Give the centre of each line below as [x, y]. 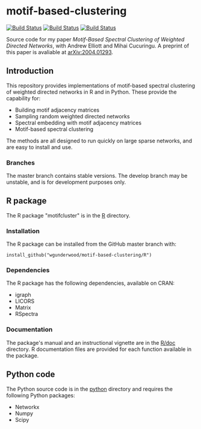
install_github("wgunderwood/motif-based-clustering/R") [79, 255]
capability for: [23, 98]
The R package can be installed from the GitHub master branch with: [91, 244]
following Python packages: [41, 395]
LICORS [25, 301]
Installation [23, 231]
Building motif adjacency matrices [57, 110]
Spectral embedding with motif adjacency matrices [78, 123]
